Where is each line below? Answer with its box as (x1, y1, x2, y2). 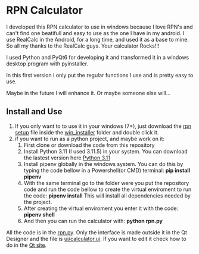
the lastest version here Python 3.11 (23, 154, 110, 161)
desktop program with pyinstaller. (6, 60, 88, 67)
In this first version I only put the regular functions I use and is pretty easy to (6, 71, 194, 79)
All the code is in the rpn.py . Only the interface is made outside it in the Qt (6, 228, 188, 236)
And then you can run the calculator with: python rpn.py (23, 217, 163, 224)
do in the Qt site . (6, 242, 47, 249)
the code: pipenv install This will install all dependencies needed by (23, 192, 191, 199)
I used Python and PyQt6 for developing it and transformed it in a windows (6, 54, 189, 61)
